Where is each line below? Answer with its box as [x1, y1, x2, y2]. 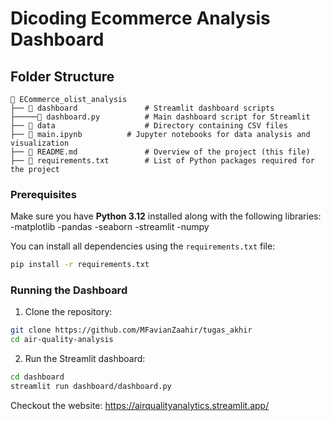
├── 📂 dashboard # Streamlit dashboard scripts [10, 103, 275, 113]
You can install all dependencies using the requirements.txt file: [10, 240, 276, 252]
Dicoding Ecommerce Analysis [10, 7, 271, 30]
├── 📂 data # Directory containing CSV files [10, 121, 288, 131]
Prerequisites [10, 187, 77, 201]
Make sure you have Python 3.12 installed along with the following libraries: [10, 210, 322, 222]
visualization [10, 138, 70, 148]
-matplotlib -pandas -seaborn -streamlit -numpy [10, 221, 210, 233]
